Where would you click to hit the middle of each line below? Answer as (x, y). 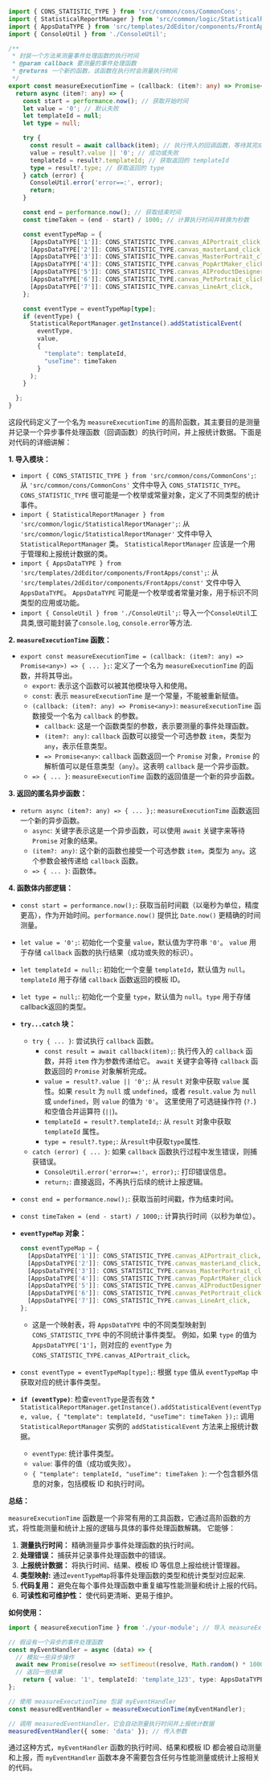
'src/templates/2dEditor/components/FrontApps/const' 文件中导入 (130, 582)
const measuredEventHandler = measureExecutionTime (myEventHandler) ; (127, 1709)
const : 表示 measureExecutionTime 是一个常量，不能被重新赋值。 (137, 696)
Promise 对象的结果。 (67, 840)
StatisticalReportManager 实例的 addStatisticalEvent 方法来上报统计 (135, 1426)
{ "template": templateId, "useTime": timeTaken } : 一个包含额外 (141, 1473)
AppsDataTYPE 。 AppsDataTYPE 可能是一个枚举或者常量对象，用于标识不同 (139, 593)
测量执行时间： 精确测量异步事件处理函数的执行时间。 (109, 1545)
